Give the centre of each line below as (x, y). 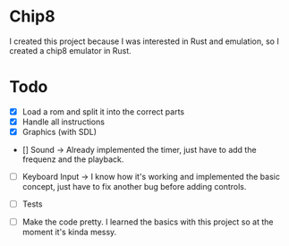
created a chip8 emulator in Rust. (70, 50)
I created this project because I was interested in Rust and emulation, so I (144, 41)
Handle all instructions (64, 122)
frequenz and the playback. (73, 159)
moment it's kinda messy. (69, 232)
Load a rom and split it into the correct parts (103, 111)
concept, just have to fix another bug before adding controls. (134, 187)
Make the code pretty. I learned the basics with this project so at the (148, 222)
